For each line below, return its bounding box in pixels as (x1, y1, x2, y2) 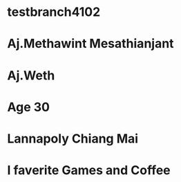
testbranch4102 (7, 4, 101, 20)
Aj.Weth (7, 67, 55, 83)
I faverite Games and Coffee (7, 163, 171, 179)
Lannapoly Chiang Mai (7, 131, 139, 146)
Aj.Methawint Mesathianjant (7, 36, 174, 52)
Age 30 (7, 99, 50, 115)
